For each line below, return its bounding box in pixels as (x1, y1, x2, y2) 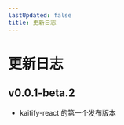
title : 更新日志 (8, 19, 57, 27)
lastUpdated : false (8, 11, 72, 20)
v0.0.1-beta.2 (8, 87, 76, 100)
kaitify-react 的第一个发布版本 (19, 108, 116, 117)
